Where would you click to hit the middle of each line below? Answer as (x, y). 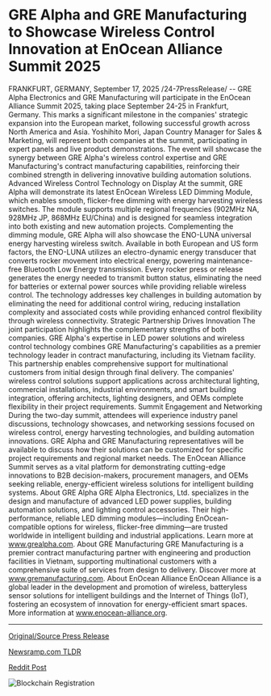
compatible (27, 526)
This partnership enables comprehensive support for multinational (118, 363)
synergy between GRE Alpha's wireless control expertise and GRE (118, 157)
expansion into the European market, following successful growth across (129, 123)
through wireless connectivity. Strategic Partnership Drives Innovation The (132, 320)
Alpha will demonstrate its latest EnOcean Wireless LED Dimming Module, (130, 192)
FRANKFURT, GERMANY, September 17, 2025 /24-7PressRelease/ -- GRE (130, 89)
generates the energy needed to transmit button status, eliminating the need (135, 277)
